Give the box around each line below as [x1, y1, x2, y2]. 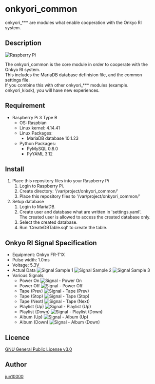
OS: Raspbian [19, 120, 47, 126]
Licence [5, 333, 30, 341]
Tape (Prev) [19, 288, 43, 294]
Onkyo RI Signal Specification [5, 238, 97, 247]
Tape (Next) [19, 299, 44, 304]
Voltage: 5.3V [12, 262, 39, 268]
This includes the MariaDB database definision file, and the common [5, 72, 142, 78]
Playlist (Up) [19, 304, 44, 310]
